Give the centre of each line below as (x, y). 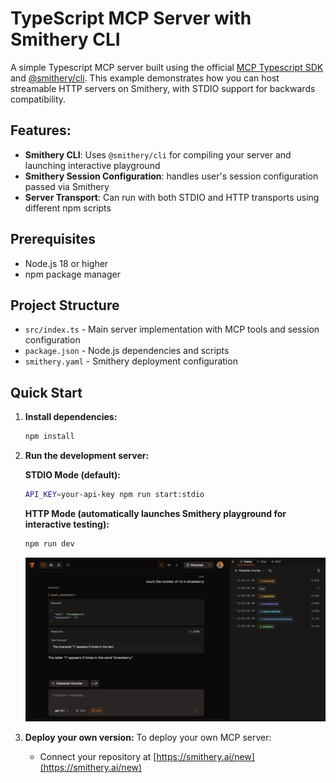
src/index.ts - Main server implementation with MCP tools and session (172, 329)
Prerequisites (53, 239)
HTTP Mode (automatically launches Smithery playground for (155, 513)
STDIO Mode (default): (73, 475)
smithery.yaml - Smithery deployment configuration (131, 361)
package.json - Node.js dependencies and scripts (127, 351)
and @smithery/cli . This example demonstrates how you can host (145, 78)
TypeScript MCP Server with (131, 18)
